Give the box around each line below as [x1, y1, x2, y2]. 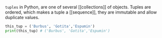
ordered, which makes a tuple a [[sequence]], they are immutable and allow [5, 9, 157, 15]
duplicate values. [5, 15, 40, 20]
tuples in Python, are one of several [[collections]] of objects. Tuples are [5, 4, 151, 10]
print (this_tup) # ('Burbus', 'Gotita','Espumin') [5, 28, 110, 33]
